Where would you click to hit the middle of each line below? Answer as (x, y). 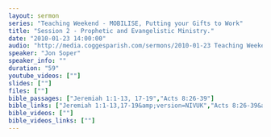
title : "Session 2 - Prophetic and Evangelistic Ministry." (112, 31)
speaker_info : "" (38, 61)
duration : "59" (34, 68)
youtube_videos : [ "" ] (45, 76)
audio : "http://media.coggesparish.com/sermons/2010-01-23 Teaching (126, 46)
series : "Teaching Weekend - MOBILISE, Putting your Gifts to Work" (126, 23)
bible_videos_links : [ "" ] (52, 121)
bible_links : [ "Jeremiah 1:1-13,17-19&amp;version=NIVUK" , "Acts (119, 106)
